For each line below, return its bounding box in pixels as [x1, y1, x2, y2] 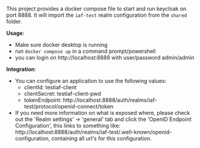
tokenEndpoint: [23, 96, 62, 103]
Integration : [6, 66, 36, 73]
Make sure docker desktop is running [14, 42, 108, 48]
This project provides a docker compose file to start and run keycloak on [6, 5, 187, 12]
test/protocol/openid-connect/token [23, 103, 114, 110]
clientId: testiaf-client [23, 84, 77, 91]
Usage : [6, 29, 25, 37]
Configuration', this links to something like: [14, 122, 120, 129]
